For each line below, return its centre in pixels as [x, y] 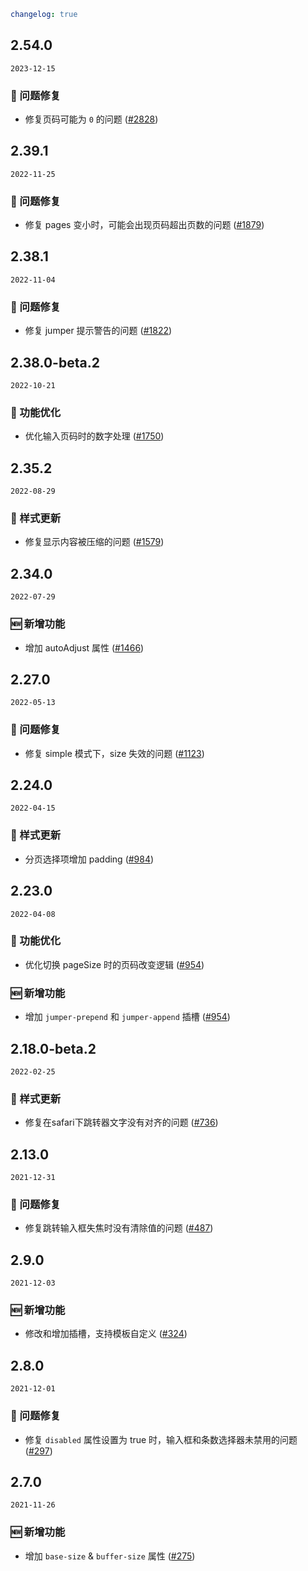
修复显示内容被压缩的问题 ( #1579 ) [94, 542]
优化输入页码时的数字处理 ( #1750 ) [94, 436]
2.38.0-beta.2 [55, 362]
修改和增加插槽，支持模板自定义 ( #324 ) [106, 1334]
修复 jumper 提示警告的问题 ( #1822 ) [98, 331]
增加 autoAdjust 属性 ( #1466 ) [84, 647]
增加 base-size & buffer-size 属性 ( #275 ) [110, 1556]
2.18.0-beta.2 [53, 1048]
